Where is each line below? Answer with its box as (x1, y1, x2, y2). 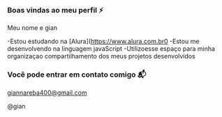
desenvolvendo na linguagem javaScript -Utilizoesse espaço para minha (7, 45, 215, 53)
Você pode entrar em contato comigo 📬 (7, 70, 147, 79)
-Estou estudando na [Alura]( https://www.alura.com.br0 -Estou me (7, 37, 200, 46)
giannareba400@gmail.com (7, 88, 87, 97)
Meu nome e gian (7, 24, 58, 32)
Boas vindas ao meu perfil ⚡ (7, 5, 104, 15)
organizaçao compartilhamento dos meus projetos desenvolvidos (7, 52, 195, 61)
